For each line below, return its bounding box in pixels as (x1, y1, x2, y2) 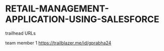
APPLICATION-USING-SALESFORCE (5, 13, 160, 25)
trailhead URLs (5, 30, 36, 36)
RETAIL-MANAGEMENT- (5, 3, 110, 14)
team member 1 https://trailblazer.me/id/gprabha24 (5, 39, 112, 45)
